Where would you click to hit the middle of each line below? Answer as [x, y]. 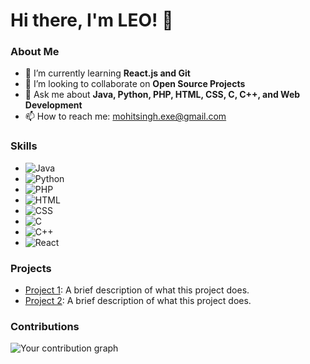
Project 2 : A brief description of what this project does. [138, 301]
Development [53, 105]
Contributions [45, 326]
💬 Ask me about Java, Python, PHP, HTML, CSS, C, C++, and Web [162, 95]
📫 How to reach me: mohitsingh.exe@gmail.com [125, 116]
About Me [35, 52]
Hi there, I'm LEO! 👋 [92, 20]
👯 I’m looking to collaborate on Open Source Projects [135, 84]
